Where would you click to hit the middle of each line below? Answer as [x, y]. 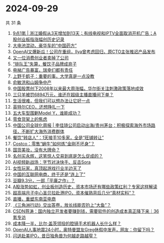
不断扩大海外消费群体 [43, 131]
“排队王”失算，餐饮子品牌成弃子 [45, 64]
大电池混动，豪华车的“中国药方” [45, 45]
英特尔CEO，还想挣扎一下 [39, 107]
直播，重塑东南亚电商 [34, 199]
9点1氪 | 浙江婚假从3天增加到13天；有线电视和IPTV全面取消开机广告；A [84, 33]
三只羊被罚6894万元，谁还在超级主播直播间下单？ [63, 94]
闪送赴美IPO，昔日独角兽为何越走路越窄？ [55, 236]
